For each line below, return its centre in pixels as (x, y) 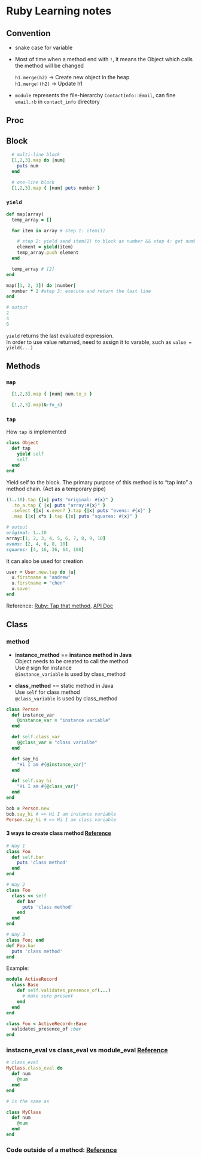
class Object (22, 443)
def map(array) (25, 214)
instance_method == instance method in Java (73, 655)
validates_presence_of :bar (47, 1029)
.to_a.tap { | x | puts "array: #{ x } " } (59, 505)
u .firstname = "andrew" (41, 577)
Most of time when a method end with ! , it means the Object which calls (104, 59)
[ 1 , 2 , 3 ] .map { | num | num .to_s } (52, 394)
